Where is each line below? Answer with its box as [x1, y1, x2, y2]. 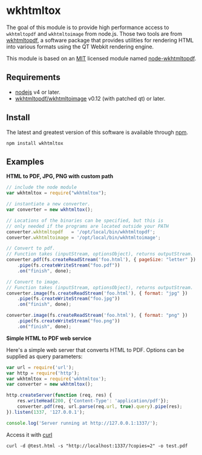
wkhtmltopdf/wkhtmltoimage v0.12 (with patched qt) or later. [15, 95, 166, 102]
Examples [6, 156, 44, 167]
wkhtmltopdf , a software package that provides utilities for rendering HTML [6, 36, 194, 44]
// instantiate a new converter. [6, 201, 91, 207]
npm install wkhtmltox [6, 140, 64, 146]
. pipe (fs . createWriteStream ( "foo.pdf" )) [17, 262, 120, 268]
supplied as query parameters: [6, 353, 83, 360]
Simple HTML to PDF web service [6, 334, 92, 342]
